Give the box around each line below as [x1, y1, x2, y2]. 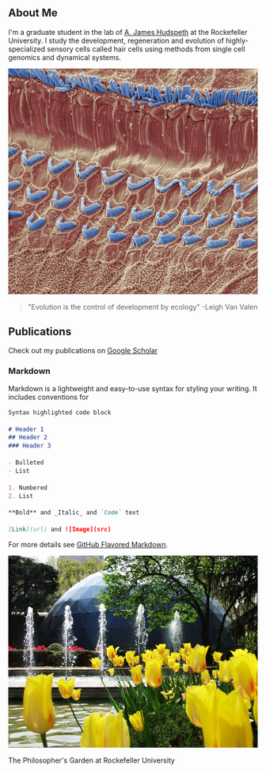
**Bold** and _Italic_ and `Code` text [8, 508, 140, 517]
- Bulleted [8, 459, 44, 466]
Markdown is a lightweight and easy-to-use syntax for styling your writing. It [8, 383, 257, 393]
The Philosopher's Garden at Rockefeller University [8, 756, 176, 765]
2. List [8, 492, 34, 500]
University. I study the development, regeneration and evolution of [8, 36, 224, 45]
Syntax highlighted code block [8, 408, 112, 417]
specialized [8, 44, 46, 54]
